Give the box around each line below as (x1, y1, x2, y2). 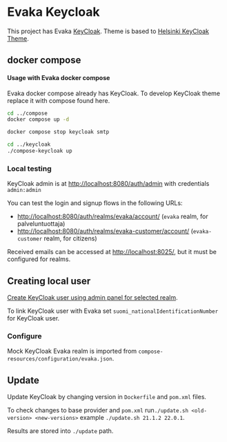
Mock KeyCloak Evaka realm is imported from (7, 347, 137, 356)
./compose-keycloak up (7, 148, 72, 155)
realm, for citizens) (43, 234, 98, 242)
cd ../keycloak (7, 141, 51, 148)
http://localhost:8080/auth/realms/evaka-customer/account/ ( (17, 227, 193, 236)
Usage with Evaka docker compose (7, 73, 110, 81)
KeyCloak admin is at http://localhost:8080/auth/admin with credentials (7, 180, 210, 188)
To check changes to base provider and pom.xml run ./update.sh (7, 406, 188, 414)
